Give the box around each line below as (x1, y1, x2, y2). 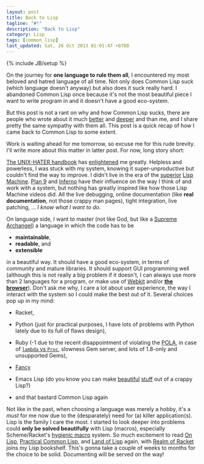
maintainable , (15, 234, 51, 241)
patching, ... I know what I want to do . (6, 203, 101, 210)
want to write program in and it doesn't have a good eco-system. (6, 97, 169, 104)
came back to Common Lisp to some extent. (6, 128, 118, 136)
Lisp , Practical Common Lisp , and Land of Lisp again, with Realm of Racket (6, 437, 194, 445)
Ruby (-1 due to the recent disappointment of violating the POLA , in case (15, 339, 197, 346)
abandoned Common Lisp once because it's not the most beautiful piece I (6, 91, 192, 98)
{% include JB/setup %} (6, 59, 67, 67)
